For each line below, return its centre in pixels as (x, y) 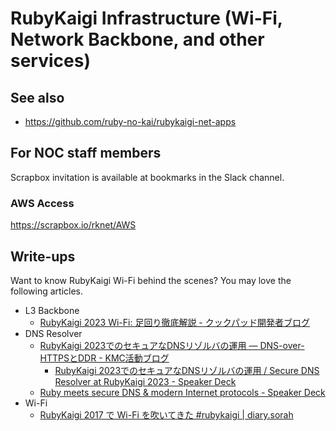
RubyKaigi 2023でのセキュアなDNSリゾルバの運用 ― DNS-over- (172, 345)
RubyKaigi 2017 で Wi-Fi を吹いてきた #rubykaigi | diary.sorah (166, 414)
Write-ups (43, 256)
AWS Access (42, 203)
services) (50, 61)
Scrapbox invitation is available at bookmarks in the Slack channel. (147, 177)
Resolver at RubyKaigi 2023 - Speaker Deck (145, 381)
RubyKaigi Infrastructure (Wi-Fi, (146, 18)
